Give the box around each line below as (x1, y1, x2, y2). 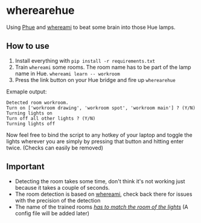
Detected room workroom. (6, 99, 69, 105)
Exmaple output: (6, 88, 47, 95)
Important (6, 162, 45, 172)
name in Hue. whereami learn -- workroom (14, 70, 120, 77)
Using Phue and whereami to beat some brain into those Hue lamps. (6, 24, 176, 31)
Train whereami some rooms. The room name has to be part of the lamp (14, 63, 191, 71)
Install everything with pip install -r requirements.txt (14, 57, 156, 64)
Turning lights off (6, 121, 56, 127)
